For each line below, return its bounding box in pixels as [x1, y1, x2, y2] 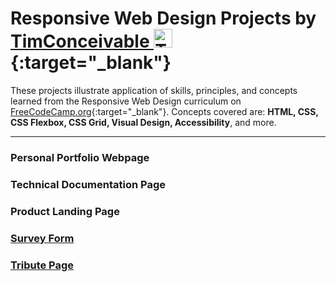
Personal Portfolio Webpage [10, 150, 150, 164]
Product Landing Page [10, 204, 120, 218]
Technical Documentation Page [10, 177, 166, 191]
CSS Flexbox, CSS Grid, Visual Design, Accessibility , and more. [10, 116, 277, 128]
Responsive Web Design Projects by [10, 7, 317, 30]
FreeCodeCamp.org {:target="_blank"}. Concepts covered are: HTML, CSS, [10, 105, 319, 117]
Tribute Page [10, 258, 75, 272]
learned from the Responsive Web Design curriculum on [10, 95, 242, 107]
